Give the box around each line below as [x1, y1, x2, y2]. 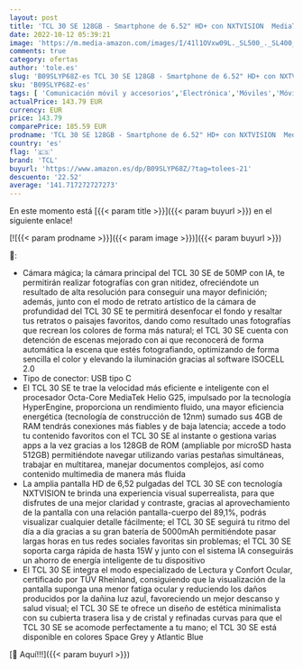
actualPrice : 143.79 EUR [9, 96, 103, 106]
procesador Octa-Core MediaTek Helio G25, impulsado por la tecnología [22, 392, 291, 403]
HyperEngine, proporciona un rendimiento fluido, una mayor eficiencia [22, 402, 284, 413]
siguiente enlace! [9, 215, 73, 226]
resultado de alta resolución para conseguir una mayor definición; [22, 287, 268, 298]
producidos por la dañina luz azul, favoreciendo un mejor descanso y [22, 593, 280, 604]
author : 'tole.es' [9, 64, 78, 73]
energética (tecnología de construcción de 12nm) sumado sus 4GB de [22, 411, 283, 422]
